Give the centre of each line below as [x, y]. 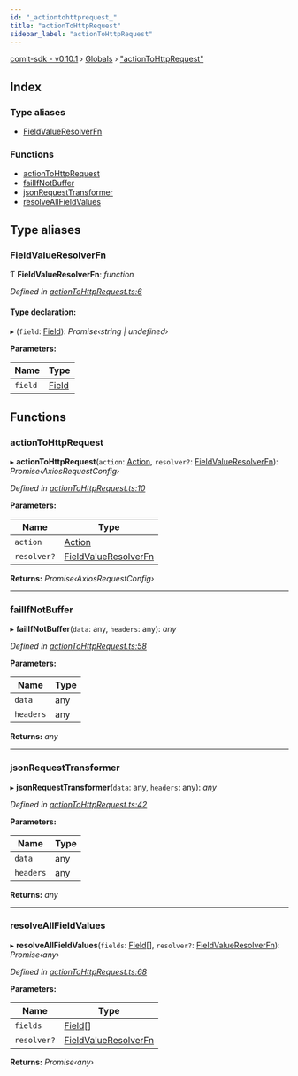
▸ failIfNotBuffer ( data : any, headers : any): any [93, 629]
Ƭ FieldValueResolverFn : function [72, 275]
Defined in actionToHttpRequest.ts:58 [78, 646]
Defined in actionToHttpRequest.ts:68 [79, 971]
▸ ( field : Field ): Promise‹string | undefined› [89, 331]
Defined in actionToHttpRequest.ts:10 [78, 487]
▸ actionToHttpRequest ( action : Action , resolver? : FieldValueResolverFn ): [145, 461]
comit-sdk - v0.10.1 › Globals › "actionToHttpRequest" [107, 59]
